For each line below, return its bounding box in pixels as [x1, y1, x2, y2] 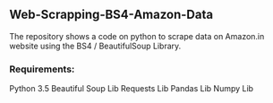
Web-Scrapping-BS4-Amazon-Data [9, 7, 213, 22]
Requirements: [9, 63, 75, 75]
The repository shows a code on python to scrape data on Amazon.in [9, 30, 265, 41]
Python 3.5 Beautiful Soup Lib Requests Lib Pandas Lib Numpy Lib [9, 83, 253, 94]
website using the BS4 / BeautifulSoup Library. [9, 40, 182, 51]
